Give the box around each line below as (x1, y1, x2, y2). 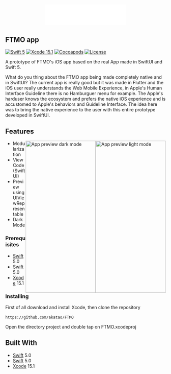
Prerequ (5, 235, 26, 242)
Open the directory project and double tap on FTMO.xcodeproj (5, 323, 136, 330)
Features (5, 127, 34, 135)
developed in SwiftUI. (5, 112, 50, 119)
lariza (12, 146, 24, 152)
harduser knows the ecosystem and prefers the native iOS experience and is (5, 96, 166, 102)
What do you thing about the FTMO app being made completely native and (5, 74, 162, 80)
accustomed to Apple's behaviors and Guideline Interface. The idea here (5, 101, 158, 107)
